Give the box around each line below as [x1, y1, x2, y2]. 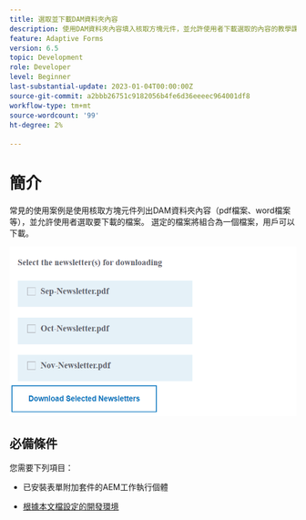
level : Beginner [9, 73, 71, 82]
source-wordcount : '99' [9, 110, 100, 120]
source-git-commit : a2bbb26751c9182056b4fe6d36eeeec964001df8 [9, 91, 250, 100]
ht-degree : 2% [9, 120, 64, 129]
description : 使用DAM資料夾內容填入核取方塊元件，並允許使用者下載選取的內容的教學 [9, 24, 292, 34]
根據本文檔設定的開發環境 [22, 501, 119, 512]
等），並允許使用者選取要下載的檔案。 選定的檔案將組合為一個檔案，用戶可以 [9, 217, 295, 228]
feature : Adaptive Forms [9, 34, 104, 43]
